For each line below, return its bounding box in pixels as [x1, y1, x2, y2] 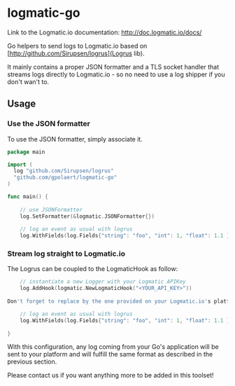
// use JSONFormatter [20, 206, 83, 213]
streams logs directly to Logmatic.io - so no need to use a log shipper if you [7, 70, 225, 78]
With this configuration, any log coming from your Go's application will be [7, 343, 219, 351]
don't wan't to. [7, 77, 50, 85]
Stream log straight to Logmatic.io [7, 249, 126, 259]
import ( [7, 161, 33, 168]
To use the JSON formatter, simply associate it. [7, 135, 143, 143]
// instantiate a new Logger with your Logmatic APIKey [20, 278, 187, 285]
